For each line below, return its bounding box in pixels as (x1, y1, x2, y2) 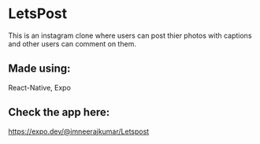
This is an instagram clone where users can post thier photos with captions (8, 31, 252, 40)
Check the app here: (8, 105, 110, 119)
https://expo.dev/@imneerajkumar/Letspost (8, 127, 150, 136)
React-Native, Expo (8, 83, 71, 92)
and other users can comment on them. (8, 39, 136, 48)
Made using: (8, 62, 71, 76)
